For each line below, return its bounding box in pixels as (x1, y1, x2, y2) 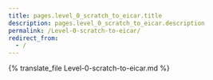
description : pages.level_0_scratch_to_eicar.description (8, 19, 205, 27)
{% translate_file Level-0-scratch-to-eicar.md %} (8, 63, 170, 73)
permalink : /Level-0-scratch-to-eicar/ (8, 26, 141, 34)
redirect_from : (8, 34, 59, 42)
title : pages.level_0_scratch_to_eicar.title (8, 11, 162, 20)
